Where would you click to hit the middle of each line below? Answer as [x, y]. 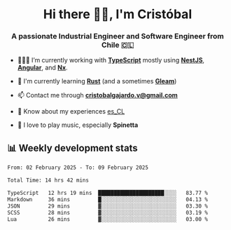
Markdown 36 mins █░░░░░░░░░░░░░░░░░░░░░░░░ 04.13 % [108, 199]
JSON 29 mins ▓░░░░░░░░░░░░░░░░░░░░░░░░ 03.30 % [108, 206]
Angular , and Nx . [42, 68]
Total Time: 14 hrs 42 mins [48, 181]
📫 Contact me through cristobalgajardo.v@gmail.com [98, 95]
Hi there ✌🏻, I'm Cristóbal [118, 14]
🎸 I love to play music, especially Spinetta [78, 125]
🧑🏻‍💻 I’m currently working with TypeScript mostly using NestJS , [111, 60]
